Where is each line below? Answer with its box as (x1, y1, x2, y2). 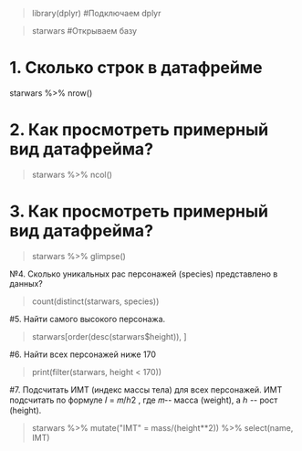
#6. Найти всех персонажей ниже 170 (9, 349, 157, 360)
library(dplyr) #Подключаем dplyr (31, 8, 161, 18)
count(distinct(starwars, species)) (31, 296, 160, 307)
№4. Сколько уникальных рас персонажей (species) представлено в (9, 268, 278, 279)
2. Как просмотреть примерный (9, 120, 269, 141)
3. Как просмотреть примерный (9, 201, 269, 222)
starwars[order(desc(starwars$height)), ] (31, 330, 187, 341)
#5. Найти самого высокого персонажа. (9, 313, 166, 324)
